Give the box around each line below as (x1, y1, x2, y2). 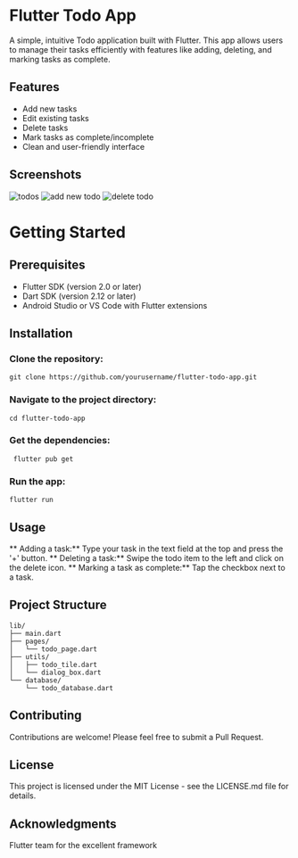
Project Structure (9, 598, 107, 613)
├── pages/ (9, 637, 50, 646)
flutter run (9, 496, 54, 505)
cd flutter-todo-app (9, 414, 87, 423)
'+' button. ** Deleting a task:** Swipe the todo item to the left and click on (9, 552, 284, 563)
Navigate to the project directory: (9, 393, 157, 406)
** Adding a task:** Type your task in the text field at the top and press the (9, 543, 284, 554)
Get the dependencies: (9, 434, 111, 447)
